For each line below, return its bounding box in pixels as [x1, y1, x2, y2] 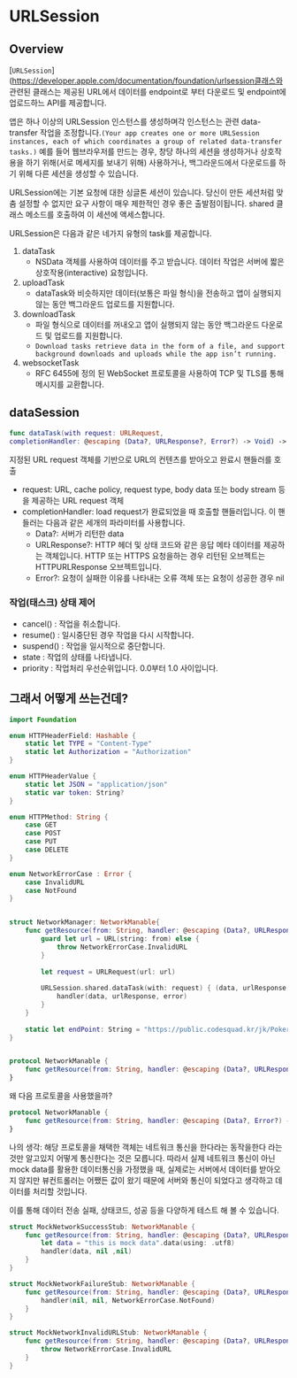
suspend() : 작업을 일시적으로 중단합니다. [21, 640, 165, 651]
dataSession [9, 405, 80, 420]
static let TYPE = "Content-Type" [25, 739, 152, 749]
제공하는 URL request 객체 [31, 495, 125, 505]
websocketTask [21, 358, 80, 368]
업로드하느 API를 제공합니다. [9, 97, 107, 108]
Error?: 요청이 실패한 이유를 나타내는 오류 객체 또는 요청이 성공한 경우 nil [34, 573, 285, 583]
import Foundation [9, 715, 77, 724]
